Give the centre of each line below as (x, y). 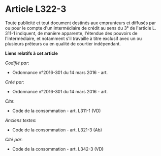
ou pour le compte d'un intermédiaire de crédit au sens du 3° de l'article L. (81, 28)
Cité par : (14, 139)
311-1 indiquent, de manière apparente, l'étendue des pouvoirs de (71, 33)
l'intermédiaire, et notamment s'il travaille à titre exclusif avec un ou (73, 39)
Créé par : (15, 82)
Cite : (10, 101)
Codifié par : (17, 63)
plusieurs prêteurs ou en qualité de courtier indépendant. (63, 43)
